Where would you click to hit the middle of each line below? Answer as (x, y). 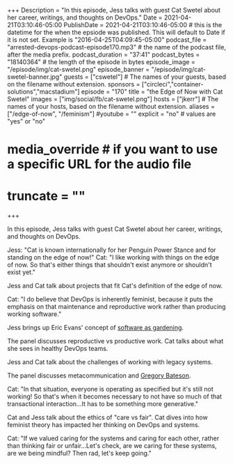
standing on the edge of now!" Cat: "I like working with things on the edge (113, 257)
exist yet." (22, 272)
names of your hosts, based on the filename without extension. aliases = (111, 106)
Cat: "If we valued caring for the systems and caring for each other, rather (113, 438)
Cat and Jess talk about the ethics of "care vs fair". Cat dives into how (107, 417)
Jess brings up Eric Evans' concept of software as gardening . (96, 328)
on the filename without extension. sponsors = (74, 84)
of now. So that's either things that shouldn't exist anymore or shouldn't (110, 265)
